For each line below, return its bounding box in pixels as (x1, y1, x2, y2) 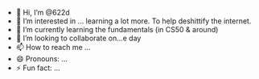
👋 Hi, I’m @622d (15, 8, 70, 17)
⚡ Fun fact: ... (15, 63, 60, 73)
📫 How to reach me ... (15, 43, 91, 52)
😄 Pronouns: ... (15, 54, 68, 64)
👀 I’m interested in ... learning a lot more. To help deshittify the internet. (15, 16, 252, 26)
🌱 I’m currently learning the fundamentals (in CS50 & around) (15, 25, 219, 34)
